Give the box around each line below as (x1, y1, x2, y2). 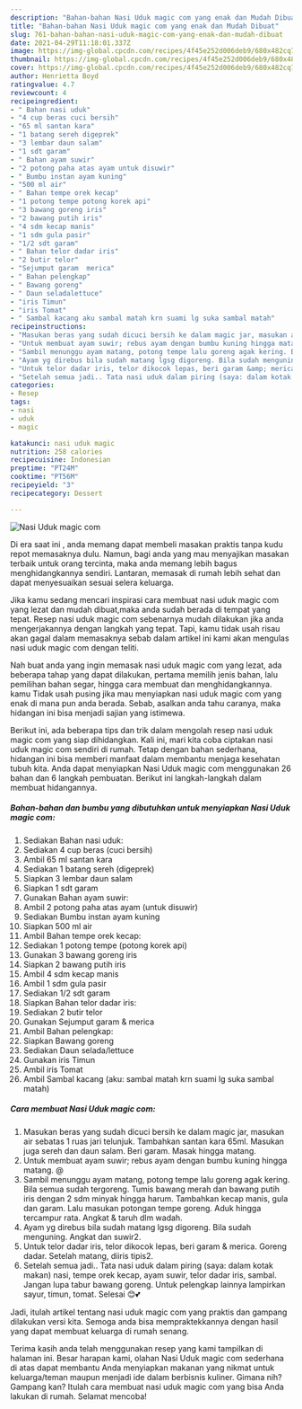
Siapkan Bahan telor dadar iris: (22, 997, 137, 1007)
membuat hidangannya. (10, 782, 98, 793)
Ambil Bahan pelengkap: (22, 1025, 114, 1036)
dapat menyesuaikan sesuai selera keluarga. (10, 577, 174, 588)
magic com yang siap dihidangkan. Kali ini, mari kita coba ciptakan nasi (10, 734, 273, 745)
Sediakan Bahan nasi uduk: (22, 835, 124, 846)
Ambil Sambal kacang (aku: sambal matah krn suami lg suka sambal (22, 1073, 274, 1084)
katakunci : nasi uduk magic (10, 439, 116, 448)
